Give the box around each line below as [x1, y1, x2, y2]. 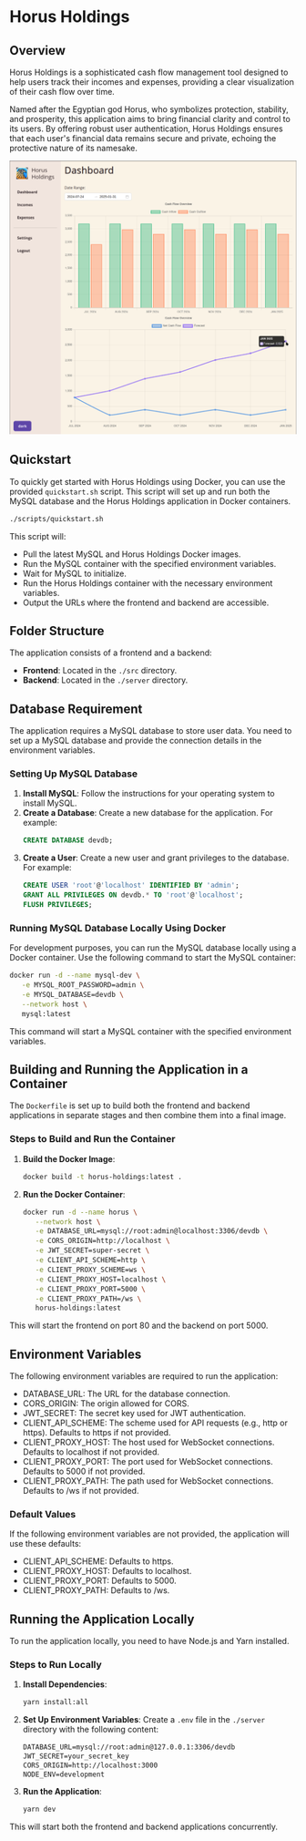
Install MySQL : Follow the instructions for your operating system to [22, 788, 275, 799]
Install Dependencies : [22, 1679, 107, 1690]
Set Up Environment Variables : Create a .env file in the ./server [22, 1714, 266, 1725]
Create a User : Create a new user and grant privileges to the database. [22, 852, 290, 863]
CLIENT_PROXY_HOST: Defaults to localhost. [22, 1566, 192, 1577]
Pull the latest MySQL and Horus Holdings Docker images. [22, 549, 241, 560]
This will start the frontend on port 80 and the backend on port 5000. [9, 1320, 269, 1332]
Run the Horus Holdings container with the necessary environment [22, 577, 273, 589]
